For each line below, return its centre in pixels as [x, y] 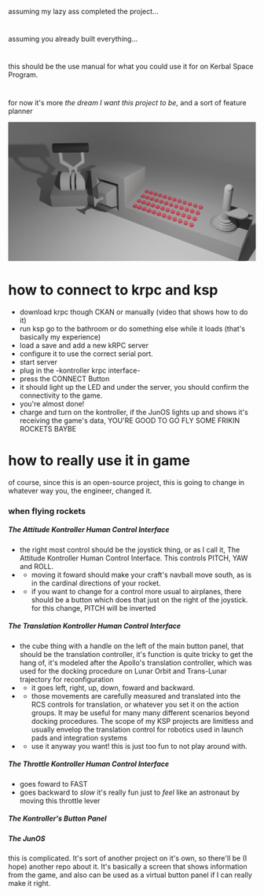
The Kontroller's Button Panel [58, 819]
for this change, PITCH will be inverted [93, 608]
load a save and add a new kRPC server [84, 345]
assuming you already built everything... [73, 39]
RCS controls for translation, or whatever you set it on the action [135, 704]
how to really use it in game [99, 461]
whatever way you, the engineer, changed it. [80, 490]
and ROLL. [37, 566]
